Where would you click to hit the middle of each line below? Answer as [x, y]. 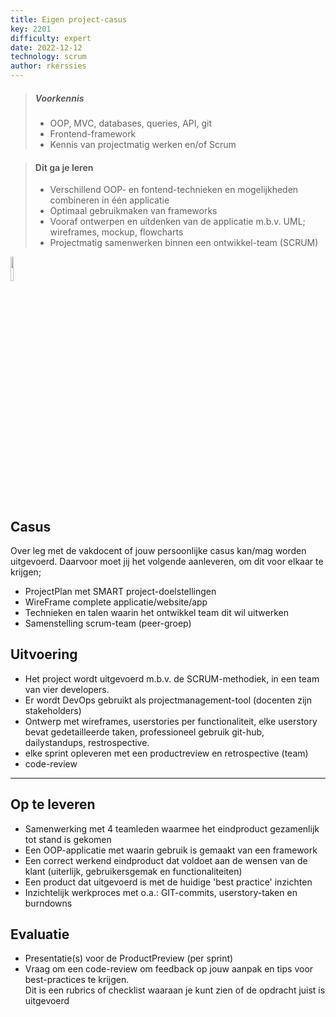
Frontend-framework [93, 133]
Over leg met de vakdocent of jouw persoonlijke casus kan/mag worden [158, 550]
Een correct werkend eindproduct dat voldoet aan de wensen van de [166, 860]
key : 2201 [31, 29]
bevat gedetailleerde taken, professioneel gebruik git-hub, [144, 732]
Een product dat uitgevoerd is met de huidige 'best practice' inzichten [168, 882]
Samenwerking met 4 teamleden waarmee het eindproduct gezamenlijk [172, 828]
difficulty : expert [51, 38]
